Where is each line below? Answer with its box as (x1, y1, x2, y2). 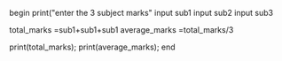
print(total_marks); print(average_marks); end (9, 42, 176, 52)
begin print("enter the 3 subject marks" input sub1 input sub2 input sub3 (9, 8, 273, 18)
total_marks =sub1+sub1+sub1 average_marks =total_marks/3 (9, 25, 234, 34)
